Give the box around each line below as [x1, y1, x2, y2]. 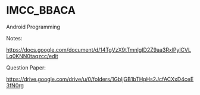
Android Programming [6, 23, 61, 30]
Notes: [6, 34, 23, 42]
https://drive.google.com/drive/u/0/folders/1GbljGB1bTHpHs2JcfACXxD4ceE [6, 75, 194, 83]
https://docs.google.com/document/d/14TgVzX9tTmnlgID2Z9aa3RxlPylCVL [6, 46, 192, 53]
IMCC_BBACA [6, 4, 76, 17]
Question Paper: [6, 64, 46, 71]
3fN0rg [6, 81, 24, 89]
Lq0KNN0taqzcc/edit [6, 52, 58, 59]
